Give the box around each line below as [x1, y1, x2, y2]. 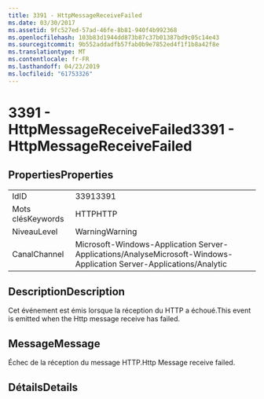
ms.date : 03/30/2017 [8, 19, 76, 27]
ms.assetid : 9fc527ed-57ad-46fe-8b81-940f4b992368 [8, 26, 178, 34]
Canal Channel [12, 248, 64, 259]
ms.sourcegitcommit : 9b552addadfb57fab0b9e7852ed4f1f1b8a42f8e [8, 41, 220, 49]
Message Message [8, 337, 101, 350]
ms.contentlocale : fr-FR [8, 56, 90, 64]
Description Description [8, 285, 126, 298]
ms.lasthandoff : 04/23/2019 [8, 63, 101, 71]
